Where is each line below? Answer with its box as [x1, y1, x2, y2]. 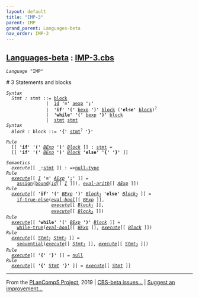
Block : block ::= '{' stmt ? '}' [11, 127, 94, 134]
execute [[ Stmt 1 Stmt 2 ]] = [11, 235, 80, 242]
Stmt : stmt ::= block [11, 95, 68, 101]
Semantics [6, 159, 31, 166]
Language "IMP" [6, 68, 44, 74]
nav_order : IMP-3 [6, 31, 49, 37]
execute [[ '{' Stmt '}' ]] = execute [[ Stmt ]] [11, 262, 131, 268]
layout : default [6, 8, 46, 15]
